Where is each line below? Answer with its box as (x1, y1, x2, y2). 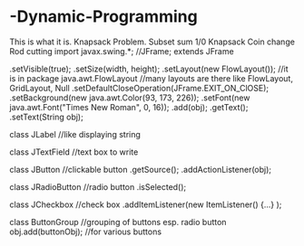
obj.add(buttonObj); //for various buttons (9, 226, 162, 237)
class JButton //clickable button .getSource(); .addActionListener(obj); (9, 164, 272, 175)
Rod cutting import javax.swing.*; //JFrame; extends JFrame (9, 45, 234, 56)
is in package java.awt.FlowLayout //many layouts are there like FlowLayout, (9, 72, 293, 83)
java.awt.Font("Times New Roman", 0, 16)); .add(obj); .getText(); (9, 101, 249, 112)
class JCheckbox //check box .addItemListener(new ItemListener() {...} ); (9, 199, 282, 210)
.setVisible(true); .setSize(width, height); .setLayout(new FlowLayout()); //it (9, 63, 289, 74)
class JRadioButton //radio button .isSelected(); (9, 181, 187, 192)
